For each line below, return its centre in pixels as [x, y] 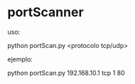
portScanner [45, 12]
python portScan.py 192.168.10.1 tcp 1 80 [66, 73]
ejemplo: [20, 59]
